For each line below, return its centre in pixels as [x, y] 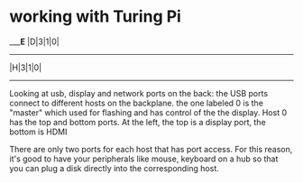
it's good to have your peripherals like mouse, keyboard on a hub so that [144, 159]
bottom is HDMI [38, 132]
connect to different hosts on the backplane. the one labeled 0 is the [137, 103]
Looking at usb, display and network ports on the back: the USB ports [139, 93]
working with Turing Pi [96, 17]
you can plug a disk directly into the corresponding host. [114, 168]
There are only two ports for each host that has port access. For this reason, [151, 149]
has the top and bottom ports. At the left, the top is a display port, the [138, 122]
